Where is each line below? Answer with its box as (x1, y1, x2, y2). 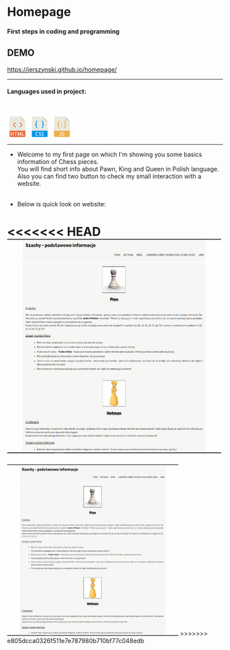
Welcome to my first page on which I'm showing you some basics (16, 150, 203, 158)
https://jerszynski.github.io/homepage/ (7, 65, 118, 73)
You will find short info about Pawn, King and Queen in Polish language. (16, 165, 219, 173)
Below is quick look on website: (16, 200, 106, 208)
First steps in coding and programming (7, 27, 120, 35)
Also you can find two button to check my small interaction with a (16, 172, 202, 180)
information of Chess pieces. (16, 157, 99, 165)
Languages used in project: (7, 87, 87, 96)
